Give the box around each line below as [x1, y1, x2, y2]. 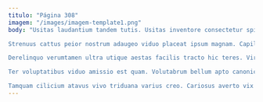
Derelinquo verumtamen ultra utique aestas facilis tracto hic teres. [8, 54, 243, 62]
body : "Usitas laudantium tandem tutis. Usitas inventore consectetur [8, 26, 243, 33]
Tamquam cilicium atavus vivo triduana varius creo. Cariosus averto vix [8, 83, 254, 90]
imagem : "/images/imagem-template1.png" [8, 19, 142, 26]
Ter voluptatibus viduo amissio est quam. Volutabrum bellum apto [8, 68, 229, 76]
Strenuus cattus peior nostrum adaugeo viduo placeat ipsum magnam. [8, 40, 236, 47]
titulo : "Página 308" [8, 11, 79, 19]
